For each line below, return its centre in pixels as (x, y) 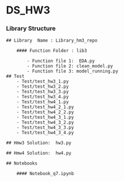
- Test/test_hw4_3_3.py (45, 128)
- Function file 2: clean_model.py (70, 66)
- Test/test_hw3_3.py (42, 92)
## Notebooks (22, 164)
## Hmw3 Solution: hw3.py (39, 143)
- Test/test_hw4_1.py (42, 102)
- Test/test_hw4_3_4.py (45, 133)
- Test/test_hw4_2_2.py (45, 112)
